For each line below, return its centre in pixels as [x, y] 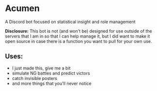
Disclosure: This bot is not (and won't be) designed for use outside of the [78, 31]
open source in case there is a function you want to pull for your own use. [78, 41]
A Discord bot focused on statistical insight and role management [70, 22]
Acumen [22, 8]
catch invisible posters [34, 78]
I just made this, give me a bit [41, 68]
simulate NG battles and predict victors [51, 73]
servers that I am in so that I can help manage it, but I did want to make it [78, 36]
